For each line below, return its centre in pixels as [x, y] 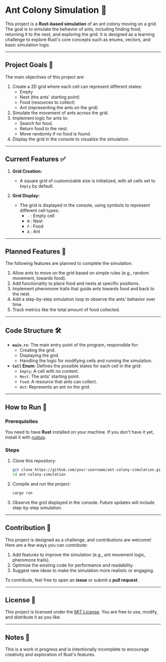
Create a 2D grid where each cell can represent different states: [77, 87]
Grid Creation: [27, 171]
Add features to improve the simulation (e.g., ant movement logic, [79, 554]
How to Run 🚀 [26, 407]
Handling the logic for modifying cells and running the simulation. [86, 361]
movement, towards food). [39, 278]
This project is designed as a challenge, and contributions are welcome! [78, 540]
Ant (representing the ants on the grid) [59, 107]
